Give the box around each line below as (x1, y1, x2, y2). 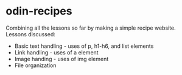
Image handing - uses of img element (14, 55, 109, 62)
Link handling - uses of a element (14, 48, 99, 56)
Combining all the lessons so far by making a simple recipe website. (5, 24, 176, 31)
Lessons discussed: (5, 30, 56, 37)
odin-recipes (5, 4, 72, 18)
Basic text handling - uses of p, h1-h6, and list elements (14, 42, 154, 50)
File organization (14, 62, 57, 69)
